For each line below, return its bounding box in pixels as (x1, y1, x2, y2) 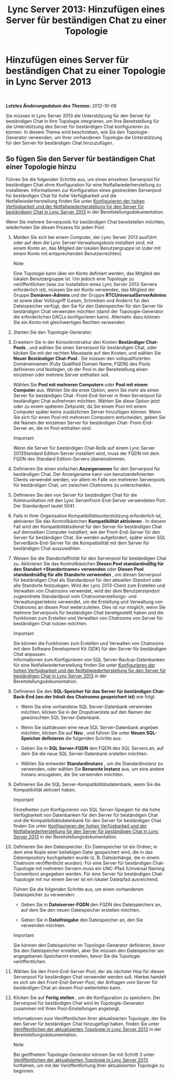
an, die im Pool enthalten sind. (28, 425, 92, 431)
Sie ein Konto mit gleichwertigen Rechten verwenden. (13, 319, 126, 325)
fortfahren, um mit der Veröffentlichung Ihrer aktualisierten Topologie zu (13, 1062, 165, 1068)
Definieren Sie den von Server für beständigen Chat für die (13, 492, 137, 498)
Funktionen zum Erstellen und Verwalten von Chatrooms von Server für (13, 615, 163, 621)
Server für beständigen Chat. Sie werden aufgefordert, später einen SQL (13, 534, 166, 540)
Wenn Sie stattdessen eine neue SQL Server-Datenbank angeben (20, 724, 159, 730)
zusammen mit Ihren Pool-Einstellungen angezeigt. (13, 1005, 120, 1011)
